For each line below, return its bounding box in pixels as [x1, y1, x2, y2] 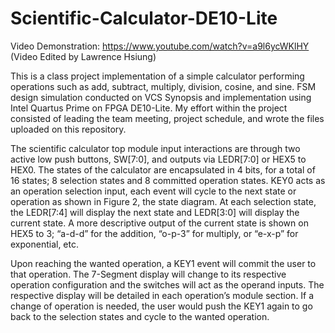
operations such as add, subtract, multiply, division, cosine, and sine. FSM [10, 80, 317, 92]
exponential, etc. [10, 238, 79, 250]
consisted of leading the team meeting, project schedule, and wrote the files [10, 112, 325, 124]
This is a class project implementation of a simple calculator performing [10, 70, 305, 82]
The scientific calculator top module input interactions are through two [10, 142, 301, 154]
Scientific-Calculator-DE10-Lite [10, 7, 278, 30]
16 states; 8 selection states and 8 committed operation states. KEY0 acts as [10, 174, 326, 186]
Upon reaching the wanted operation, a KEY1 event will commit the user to [10, 257, 317, 269]
